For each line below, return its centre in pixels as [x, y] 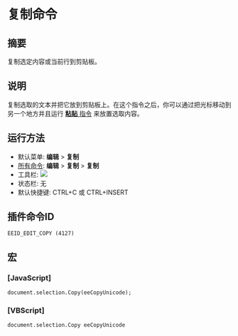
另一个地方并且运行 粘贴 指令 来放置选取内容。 [75, 113]
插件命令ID [31, 217]
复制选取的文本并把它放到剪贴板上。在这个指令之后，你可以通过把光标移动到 [119, 105]
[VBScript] [26, 310]
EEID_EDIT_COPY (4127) [41, 233]
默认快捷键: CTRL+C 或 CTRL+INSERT [73, 192]
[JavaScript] [29, 278]
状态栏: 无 [32, 183]
